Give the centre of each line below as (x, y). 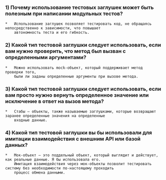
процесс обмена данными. (40, 173)
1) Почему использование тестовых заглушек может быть (80, 7)
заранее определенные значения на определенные (55, 116)
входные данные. (31, 120)
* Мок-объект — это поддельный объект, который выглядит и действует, (82, 155)
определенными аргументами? (46, 58)
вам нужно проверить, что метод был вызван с (66, 51)
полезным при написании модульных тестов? (64, 13)
